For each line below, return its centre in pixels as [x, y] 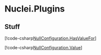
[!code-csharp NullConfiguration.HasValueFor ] [50, 38]
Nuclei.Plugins [35, 9]
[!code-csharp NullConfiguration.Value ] [43, 48]
